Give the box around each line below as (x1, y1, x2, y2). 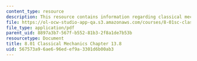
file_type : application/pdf (6, 24, 75, 31)
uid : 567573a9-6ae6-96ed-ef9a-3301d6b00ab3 (6, 46, 114, 52)
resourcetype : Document (6, 35, 64, 41)
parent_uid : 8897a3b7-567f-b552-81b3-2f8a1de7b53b (6, 30, 133, 36)
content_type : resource (6, 8, 64, 15)
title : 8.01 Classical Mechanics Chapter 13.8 (6, 41, 122, 47)
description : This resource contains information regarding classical (6, 14, 182, 20)
